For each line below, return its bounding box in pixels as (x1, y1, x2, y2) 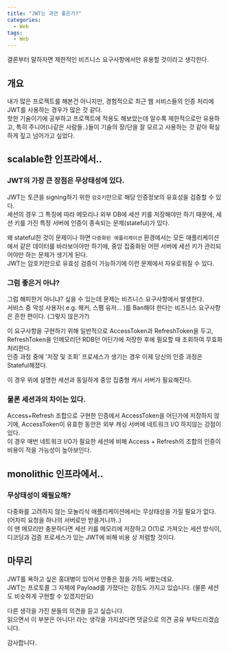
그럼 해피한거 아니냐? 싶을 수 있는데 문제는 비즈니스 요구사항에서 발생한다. (7, 295, 205, 303)
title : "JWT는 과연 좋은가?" (7, 10, 82, 17)
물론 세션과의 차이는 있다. (7, 394, 86, 404)
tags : (7, 29, 23, 36)
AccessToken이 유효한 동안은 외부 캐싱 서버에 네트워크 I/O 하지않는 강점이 (21, 420, 222, 429)
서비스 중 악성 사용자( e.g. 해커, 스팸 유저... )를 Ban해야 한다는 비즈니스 (7, 303, 197, 312)
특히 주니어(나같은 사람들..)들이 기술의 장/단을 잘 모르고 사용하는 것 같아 (16, 122, 208, 131)
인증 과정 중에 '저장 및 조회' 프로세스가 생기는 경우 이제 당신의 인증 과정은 (7, 352, 203, 361)
